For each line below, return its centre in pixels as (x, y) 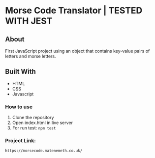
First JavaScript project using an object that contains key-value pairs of (77, 51)
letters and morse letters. (31, 56)
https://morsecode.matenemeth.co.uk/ (44, 151)
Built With (20, 72)
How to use (19, 107)
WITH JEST (29, 21)
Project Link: (20, 141)
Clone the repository (33, 118)
